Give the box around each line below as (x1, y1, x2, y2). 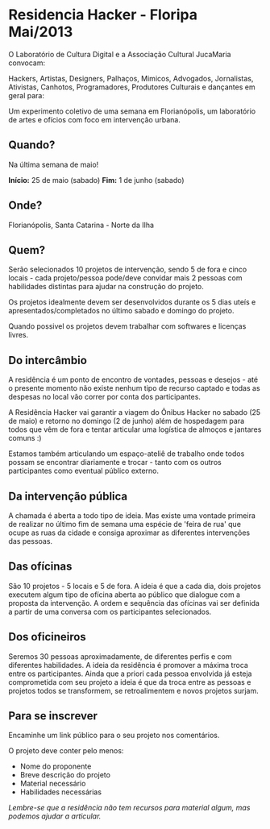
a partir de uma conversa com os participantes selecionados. (8, 607, 212, 616)
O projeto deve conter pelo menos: (8, 746, 124, 756)
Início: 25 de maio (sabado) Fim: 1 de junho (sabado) (8, 175, 185, 184)
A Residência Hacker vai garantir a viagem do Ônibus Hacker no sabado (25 (8, 408, 261, 417)
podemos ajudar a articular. (8, 811, 102, 821)
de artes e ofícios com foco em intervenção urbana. (8, 114, 181, 124)
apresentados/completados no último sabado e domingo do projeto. (8, 306, 235, 316)
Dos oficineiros (8, 630, 86, 644)
